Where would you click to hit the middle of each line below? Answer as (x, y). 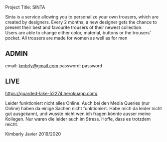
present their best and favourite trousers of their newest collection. (74, 27)
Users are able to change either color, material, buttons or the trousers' (78, 33)
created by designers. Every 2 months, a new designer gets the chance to (81, 22)
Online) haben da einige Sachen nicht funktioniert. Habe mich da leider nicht (83, 108)
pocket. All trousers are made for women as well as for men (66, 38)
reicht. (12, 124)
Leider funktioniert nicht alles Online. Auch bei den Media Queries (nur (78, 103)
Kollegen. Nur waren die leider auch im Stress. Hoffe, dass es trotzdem (78, 119)
